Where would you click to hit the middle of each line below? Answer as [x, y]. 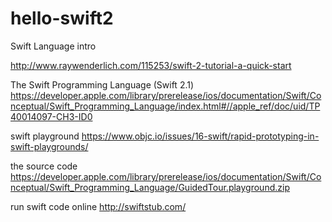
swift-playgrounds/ [49, 146]
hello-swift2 [62, 18]
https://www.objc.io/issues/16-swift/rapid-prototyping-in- [200, 136]
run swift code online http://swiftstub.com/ [98, 206]
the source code [44, 166]
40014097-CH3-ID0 [51, 116]
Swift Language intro [53, 46]
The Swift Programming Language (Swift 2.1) [102, 84]
